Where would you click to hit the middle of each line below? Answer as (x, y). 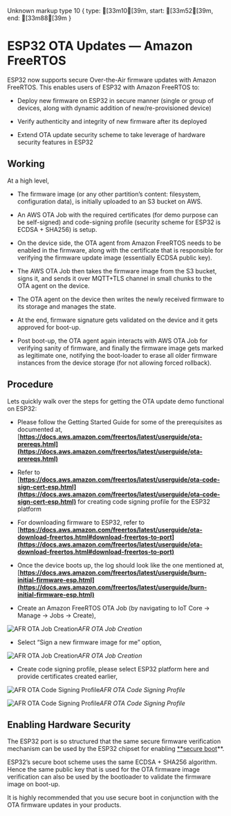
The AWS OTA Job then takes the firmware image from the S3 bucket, (117, 271)
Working (26, 164)
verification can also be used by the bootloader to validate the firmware (109, 777)
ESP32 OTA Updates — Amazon (100, 46)
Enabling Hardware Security (69, 724)
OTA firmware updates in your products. (64, 805)
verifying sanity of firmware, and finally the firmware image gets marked (120, 348)
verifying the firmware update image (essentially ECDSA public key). (114, 257)
